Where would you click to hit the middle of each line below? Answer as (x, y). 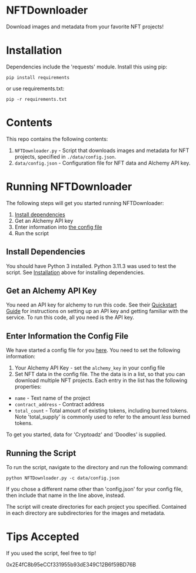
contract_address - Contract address (59, 404)
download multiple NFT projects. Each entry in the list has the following (101, 380)
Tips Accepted (43, 537)
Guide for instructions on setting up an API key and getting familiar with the (97, 311)
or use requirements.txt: (35, 88)
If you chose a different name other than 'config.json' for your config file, (94, 489)
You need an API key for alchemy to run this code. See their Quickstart (92, 305)
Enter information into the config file (58, 227)
